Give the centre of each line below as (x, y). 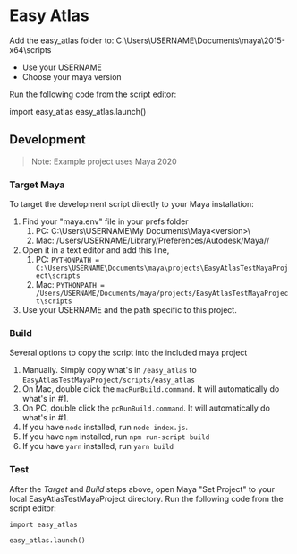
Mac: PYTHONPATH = (70, 285)
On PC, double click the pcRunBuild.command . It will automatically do (146, 408)
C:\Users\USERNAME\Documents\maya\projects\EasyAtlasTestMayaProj (162, 268)
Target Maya (37, 185)
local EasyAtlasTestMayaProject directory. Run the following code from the (146, 498)
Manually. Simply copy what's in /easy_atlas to (109, 370)
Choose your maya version (72, 76)
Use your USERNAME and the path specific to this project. (129, 310)
